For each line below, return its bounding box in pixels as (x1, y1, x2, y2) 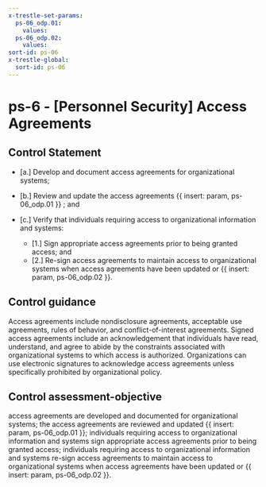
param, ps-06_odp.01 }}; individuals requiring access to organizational (8, 428, 238, 438)
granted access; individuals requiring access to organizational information (8, 445, 250, 454)
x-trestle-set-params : (8, 11, 83, 20)
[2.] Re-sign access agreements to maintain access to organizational (31, 255, 256, 265)
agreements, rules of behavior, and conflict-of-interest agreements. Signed (8, 325, 254, 334)
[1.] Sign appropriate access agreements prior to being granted (31, 238, 238, 248)
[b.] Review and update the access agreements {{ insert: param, (19, 191, 230, 200)
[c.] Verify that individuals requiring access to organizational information (19, 215, 256, 224)
